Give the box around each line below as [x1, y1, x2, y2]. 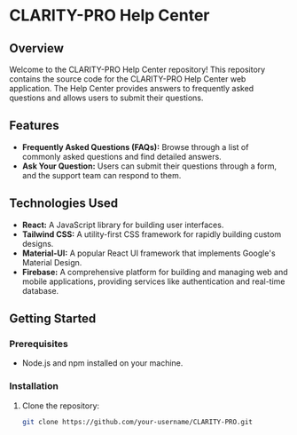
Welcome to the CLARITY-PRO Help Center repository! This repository [9, 64, 266, 75]
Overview [9, 41, 65, 56]
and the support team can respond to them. [21, 170, 182, 180]
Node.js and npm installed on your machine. [21, 358, 184, 368]
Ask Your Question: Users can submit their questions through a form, [21, 161, 277, 171]
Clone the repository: [21, 400, 100, 411]
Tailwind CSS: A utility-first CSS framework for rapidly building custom [21, 228, 282, 240]
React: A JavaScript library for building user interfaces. [21, 219, 224, 230]
